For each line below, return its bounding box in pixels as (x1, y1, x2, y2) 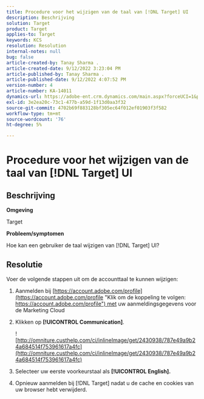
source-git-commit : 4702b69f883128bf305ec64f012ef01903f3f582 (6, 104, 167, 111)
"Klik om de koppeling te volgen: (104, 293, 186, 301)
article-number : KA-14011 (6, 88, 72, 94)
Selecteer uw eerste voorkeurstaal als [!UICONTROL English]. (15, 367, 171, 375)
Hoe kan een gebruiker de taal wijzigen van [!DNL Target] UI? (6, 242, 160, 249)
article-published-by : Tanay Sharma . (6, 71, 104, 77)
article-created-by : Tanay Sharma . (6, 60, 99, 66)
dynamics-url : (6, 94, 42, 100)
